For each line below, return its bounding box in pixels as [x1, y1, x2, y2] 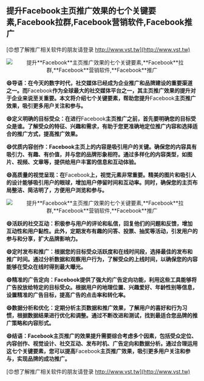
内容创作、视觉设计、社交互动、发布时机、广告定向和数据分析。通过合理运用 [6, 340, 198, 347]
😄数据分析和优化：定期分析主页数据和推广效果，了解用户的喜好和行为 [6, 304, 182, 311]
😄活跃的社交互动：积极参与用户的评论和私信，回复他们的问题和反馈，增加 [6, 219, 193, 227]
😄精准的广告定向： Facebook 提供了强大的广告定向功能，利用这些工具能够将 [6, 276, 197, 283]
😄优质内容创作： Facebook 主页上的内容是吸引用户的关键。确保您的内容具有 [6, 143, 197, 150]
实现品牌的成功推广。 [16, 355, 70, 362]
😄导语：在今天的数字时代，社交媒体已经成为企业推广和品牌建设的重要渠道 [6, 79, 193, 86]
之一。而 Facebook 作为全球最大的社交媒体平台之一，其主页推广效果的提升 [6, 87, 191, 94]
